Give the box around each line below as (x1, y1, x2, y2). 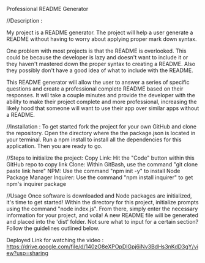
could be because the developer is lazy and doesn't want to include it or (6, 54, 188, 61)
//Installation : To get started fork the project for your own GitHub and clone (6, 123, 197, 130)
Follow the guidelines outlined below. (6, 224, 100, 232)
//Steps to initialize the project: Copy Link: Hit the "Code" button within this (6, 154, 195, 161)
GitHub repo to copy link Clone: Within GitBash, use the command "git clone (6, 161, 198, 168)
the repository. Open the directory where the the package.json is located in (6, 130, 196, 136)
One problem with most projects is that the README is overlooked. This (6, 47, 187, 54)
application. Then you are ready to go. (6, 143, 103, 149)
